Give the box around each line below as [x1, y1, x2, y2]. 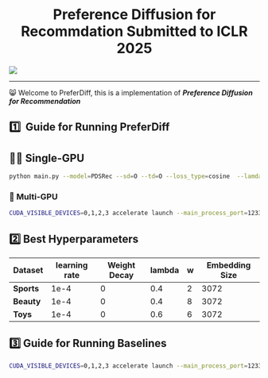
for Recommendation [9, 96, 81, 106]
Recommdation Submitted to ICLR [20, 22, 249, 40]
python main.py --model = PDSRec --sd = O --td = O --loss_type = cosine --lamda [9, 172, 262, 180]
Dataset [13, 264, 44, 276]
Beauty [13, 296, 41, 307]
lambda [150, 264, 180, 276]
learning [55, 260, 88, 271]
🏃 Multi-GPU [9, 191, 58, 202]
